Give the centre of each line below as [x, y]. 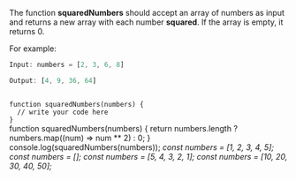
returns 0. [27, 31]
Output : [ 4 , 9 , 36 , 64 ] [53, 80]
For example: [33, 49]
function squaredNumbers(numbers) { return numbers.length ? [124, 128]
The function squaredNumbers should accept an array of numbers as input [147, 13]
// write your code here [63, 112]
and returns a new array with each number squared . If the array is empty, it [146, 22]
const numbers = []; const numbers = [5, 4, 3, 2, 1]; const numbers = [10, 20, [148, 156]
